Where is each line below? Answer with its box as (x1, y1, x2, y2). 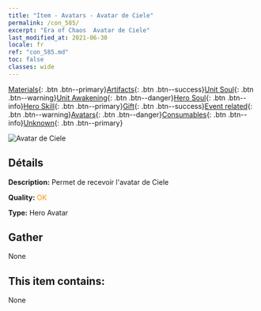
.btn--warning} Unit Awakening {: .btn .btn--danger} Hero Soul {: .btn (8, 92, 226, 103)
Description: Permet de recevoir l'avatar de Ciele (8, 177, 169, 186)
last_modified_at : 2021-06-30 (8, 33, 108, 42)
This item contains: (8, 274, 105, 288)
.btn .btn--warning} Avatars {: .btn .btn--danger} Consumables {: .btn (8, 110, 227, 119)
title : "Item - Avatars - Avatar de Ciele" (8, 11, 154, 20)
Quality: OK (8, 193, 47, 202)
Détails (8, 156, 43, 170)
